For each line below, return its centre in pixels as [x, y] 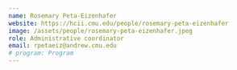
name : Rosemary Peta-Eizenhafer [62, 16]
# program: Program [41, 53]
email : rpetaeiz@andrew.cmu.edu [62, 46]
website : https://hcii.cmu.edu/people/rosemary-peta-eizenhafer [118, 23]
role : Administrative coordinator [67, 38]
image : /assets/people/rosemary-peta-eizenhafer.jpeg [101, 31]
